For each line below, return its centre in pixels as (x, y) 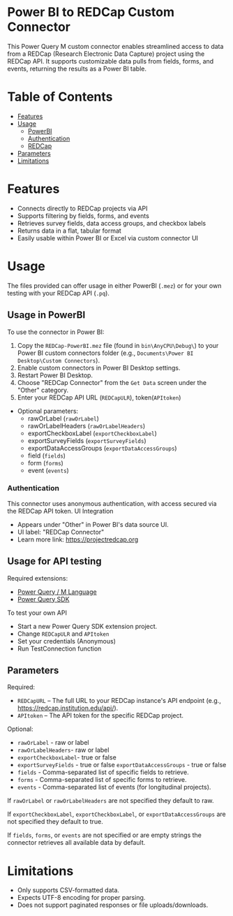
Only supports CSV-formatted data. (68, 890)
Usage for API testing (55, 561)
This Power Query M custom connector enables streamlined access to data (115, 46)
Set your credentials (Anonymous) (67, 641)
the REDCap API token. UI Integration (60, 511)
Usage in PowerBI (46, 315)
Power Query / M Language (57, 592)
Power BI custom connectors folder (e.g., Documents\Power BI (105, 353)
